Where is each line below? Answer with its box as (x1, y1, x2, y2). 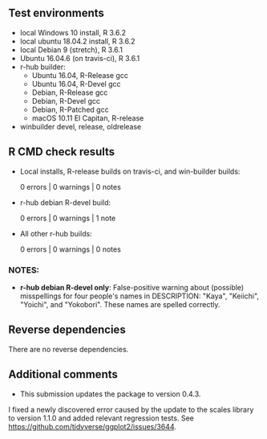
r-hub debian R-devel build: (19, 197, 111, 207)
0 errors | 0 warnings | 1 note (19, 213, 116, 223)
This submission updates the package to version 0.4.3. (19, 389, 201, 399)
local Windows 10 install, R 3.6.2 (19, 27, 127, 37)
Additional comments (8, 367, 118, 381)
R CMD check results (8, 145, 115, 159)
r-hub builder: (19, 62, 66, 72)
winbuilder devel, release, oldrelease (19, 121, 142, 131)
